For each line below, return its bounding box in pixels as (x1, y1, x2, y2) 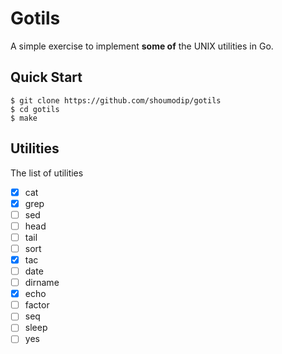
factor (24, 299, 50, 311)
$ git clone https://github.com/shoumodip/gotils (10, 95, 222, 106)
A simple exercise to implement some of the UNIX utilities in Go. (10, 40, 274, 52)
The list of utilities (10, 167, 84, 179)
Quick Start (10, 69, 83, 86)
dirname (24, 277, 60, 289)
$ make (10, 113, 38, 123)
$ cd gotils (10, 104, 60, 114)
